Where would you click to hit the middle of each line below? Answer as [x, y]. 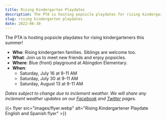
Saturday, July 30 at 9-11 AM [49, 79]
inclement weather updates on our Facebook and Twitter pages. [71, 99]
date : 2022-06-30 [23, 23]
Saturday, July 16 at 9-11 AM [48, 73]
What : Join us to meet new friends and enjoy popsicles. [69, 58]
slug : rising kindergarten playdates [44, 19]
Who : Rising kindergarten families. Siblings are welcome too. [74, 52]
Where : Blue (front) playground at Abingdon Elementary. [70, 63]
